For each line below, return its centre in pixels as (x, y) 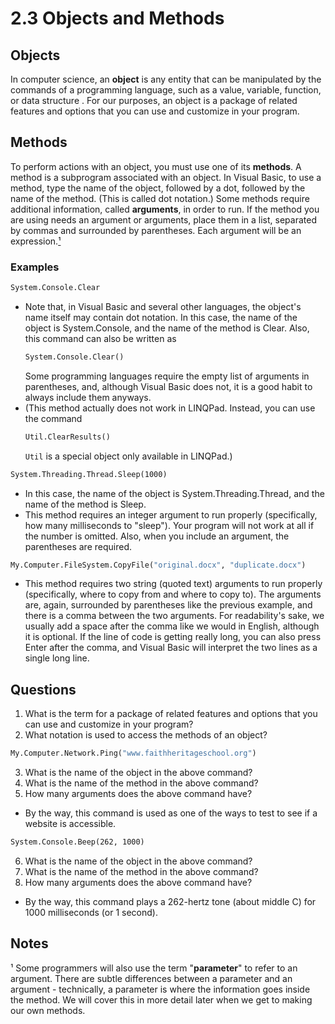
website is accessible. (70, 824)
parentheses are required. (78, 546)
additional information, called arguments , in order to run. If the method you (165, 209)
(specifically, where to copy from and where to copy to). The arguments (173, 594)
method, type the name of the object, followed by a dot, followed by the (158, 188)
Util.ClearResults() (67, 437)
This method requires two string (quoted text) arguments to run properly (173, 584)
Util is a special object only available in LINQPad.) (128, 456)
